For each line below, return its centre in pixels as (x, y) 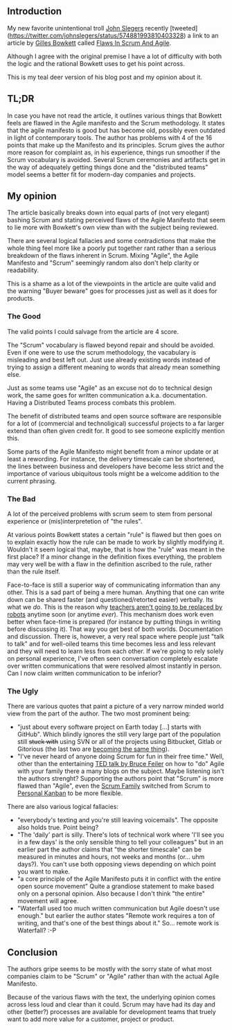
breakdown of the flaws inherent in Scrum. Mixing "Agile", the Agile (103, 256)
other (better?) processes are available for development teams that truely (111, 1012)
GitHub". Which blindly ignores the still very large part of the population (119, 734)
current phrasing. (32, 481)
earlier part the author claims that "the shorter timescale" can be (109, 850)
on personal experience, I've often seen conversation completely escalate (113, 659)
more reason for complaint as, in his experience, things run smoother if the (114, 152)
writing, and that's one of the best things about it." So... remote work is (118, 923)
